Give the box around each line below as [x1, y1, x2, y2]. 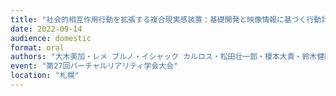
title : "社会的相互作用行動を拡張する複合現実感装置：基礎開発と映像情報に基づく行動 [10, 14, 322, 25]
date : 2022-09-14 [10, 24, 83, 34]
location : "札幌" [10, 71, 80, 81]
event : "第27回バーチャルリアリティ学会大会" [10, 61, 179, 71]
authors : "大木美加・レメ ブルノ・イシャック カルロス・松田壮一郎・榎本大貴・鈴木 [10, 52, 318, 62]
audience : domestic [10, 33, 92, 43]
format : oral [10, 42, 65, 53]
